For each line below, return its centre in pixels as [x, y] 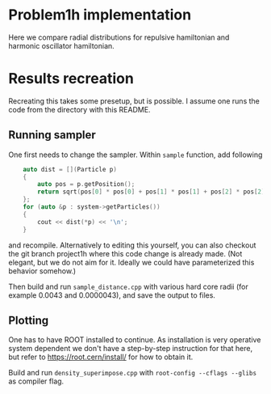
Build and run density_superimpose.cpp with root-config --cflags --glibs [132, 373]
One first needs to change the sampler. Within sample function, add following [135, 155]
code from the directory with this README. [79, 109]
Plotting [29, 320]
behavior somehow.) [42, 271]
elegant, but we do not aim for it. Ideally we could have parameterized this [131, 262]
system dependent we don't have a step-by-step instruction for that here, [131, 349]
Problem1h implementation [100, 15]
